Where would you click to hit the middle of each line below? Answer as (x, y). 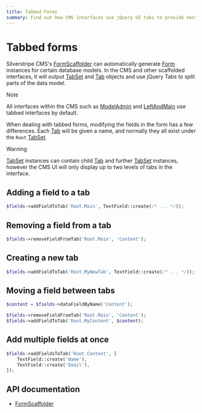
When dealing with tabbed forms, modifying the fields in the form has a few (100, 125)
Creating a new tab (42, 258)
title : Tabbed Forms (32, 12)
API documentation (43, 389)
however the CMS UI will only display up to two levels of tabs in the (89, 167)
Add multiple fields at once (58, 340)
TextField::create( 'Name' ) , (52, 359)
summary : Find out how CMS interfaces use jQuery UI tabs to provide (95, 17)
